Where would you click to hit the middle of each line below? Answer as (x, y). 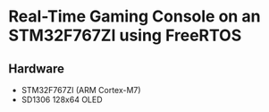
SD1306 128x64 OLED (62, 99)
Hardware (36, 69)
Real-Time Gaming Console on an (134, 17)
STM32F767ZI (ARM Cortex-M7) (81, 90)
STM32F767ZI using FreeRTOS (125, 35)
